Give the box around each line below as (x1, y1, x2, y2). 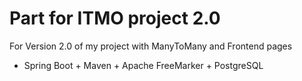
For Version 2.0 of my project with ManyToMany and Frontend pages (9, 40, 293, 52)
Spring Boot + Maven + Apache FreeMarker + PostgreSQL (23, 59, 264, 71)
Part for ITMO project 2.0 (9, 7, 221, 30)
